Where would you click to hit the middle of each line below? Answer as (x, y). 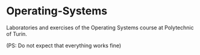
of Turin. (17, 33)
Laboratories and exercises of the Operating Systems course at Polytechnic (100, 27)
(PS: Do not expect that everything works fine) (64, 45)
